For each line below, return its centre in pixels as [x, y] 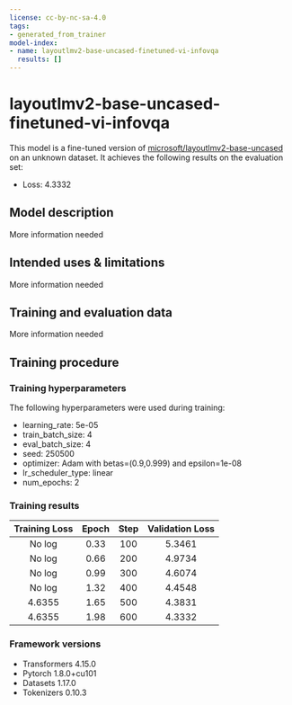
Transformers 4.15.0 [59, 664]
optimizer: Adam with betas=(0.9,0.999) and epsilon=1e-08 [132, 463]
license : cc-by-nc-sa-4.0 [58, 18]
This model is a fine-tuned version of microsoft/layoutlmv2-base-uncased [146, 147]
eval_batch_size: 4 [57, 444]
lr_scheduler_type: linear [68, 473]
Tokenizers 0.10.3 [54, 692]
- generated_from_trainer [58, 34]
